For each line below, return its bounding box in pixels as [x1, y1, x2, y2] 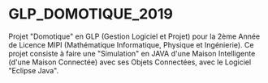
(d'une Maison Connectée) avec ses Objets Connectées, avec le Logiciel [8, 57, 252, 67]
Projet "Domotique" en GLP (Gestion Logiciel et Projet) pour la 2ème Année [8, 31, 261, 41]
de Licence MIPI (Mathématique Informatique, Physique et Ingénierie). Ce [8, 39, 254, 49]
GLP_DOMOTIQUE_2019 [8, 5, 173, 23]
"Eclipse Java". [8, 65, 59, 75]
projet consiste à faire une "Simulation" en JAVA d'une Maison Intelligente [8, 48, 256, 58]
